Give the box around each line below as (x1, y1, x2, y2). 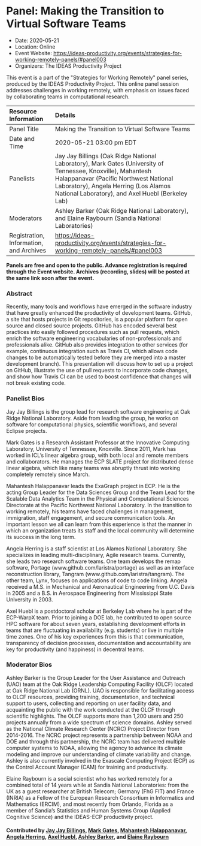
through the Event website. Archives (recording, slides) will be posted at (6, 268, 190, 275)
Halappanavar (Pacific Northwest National (54, 174, 173, 182)
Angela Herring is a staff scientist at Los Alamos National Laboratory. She (6, 544, 187, 552)
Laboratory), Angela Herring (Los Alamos (54, 182, 171, 190)
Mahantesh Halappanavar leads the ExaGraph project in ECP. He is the (6, 482, 181, 489)
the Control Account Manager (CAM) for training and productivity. (6, 763, 169, 770)
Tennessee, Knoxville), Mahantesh (54, 167, 151, 175)
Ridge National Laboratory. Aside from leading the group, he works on (6, 414, 179, 422)
